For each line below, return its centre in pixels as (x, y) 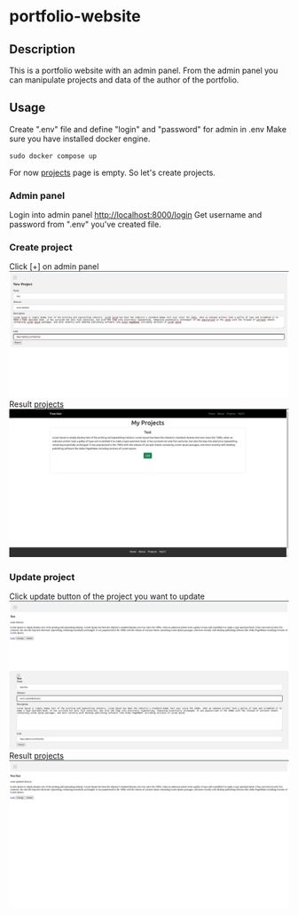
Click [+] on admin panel (54, 267)
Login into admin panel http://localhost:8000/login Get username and (136, 215)
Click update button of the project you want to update (107, 596)
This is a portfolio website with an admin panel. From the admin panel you (144, 70)
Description (42, 49)
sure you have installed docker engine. (80, 139)
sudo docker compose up (53, 156)
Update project (42, 577)
